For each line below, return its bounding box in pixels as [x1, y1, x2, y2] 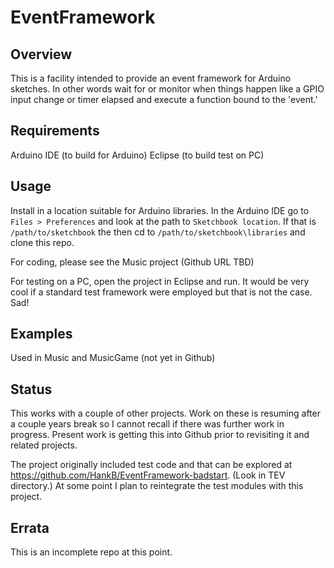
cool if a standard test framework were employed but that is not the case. [10, 286, 313, 298]
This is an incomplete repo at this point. [10, 546, 173, 558]
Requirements [10, 122, 100, 140]
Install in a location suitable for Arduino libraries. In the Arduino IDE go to [10, 204, 310, 216]
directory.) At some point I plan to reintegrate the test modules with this [10, 480, 304, 492]
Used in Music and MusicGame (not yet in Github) [10, 352, 216, 364]
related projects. [10, 439, 78, 451]
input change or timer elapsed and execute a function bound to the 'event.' [10, 94, 318, 105]
